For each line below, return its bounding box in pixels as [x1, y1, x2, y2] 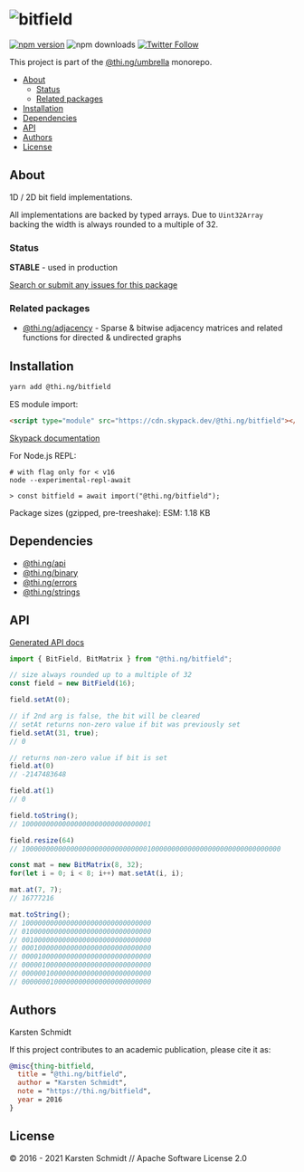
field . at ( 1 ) [9, 786, 54, 796]
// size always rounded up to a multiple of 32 [9, 671, 193, 680]
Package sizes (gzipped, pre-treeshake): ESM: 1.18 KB [9, 507, 211, 518]
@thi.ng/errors [22, 576, 78, 587]
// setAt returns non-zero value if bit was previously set [9, 719, 242, 729]
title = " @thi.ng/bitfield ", [17, 1070, 128, 1079]
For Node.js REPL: [9, 450, 77, 461]
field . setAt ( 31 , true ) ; [9, 729, 100, 738]
